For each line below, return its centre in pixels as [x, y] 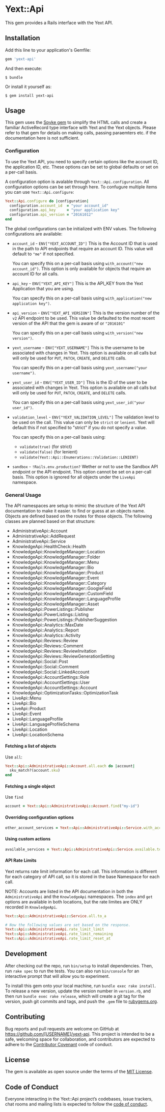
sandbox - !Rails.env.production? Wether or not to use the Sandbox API [85, 467]
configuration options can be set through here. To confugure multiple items [81, 187]
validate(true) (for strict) [46, 447]
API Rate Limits [21, 860]
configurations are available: [34, 234]
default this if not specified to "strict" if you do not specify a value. [80, 428]
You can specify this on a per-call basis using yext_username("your [80, 368]
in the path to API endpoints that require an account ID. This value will [82, 249]
